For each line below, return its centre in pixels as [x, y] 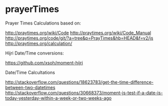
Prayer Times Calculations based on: [43, 23]
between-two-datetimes [30, 87]
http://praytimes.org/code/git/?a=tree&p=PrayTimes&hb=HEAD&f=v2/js [79, 38]
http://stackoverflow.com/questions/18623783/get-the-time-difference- [79, 82]
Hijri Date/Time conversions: [35, 53]
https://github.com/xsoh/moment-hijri [44, 62]
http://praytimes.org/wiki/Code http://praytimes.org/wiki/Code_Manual [78, 32]
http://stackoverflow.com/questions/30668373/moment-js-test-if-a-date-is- [84, 92]
